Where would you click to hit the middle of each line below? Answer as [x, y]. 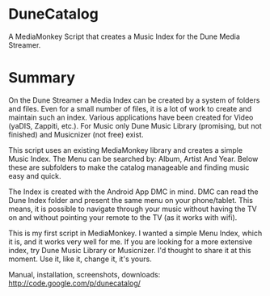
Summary [42, 78]
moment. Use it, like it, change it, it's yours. [80, 259]
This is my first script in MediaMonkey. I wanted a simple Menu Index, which [135, 233]
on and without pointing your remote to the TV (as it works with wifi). [123, 217]
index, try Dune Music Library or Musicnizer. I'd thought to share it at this [130, 250]
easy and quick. [35, 175]
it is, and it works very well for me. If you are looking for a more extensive [131, 241]
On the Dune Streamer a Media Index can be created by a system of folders [134, 100]
